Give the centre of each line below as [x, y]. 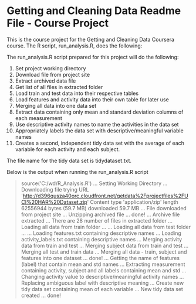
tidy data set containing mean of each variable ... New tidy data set [102, 289]
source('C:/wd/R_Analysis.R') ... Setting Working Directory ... [94, 183]
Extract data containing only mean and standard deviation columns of [99, 112]
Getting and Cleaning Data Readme [94, 11]
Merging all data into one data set [56, 105]
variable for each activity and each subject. [67, 149]
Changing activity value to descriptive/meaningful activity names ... [102, 276]
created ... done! [41, 295]
